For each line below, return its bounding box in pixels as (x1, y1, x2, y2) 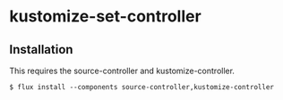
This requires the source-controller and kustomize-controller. (9, 65, 236, 76)
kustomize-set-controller (9, 6, 202, 27)
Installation (9, 42, 73, 57)
